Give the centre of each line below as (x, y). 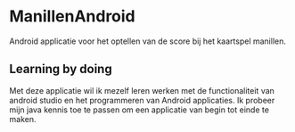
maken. (23, 119)
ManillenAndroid (72, 16)
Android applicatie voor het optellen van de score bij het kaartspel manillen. (148, 41)
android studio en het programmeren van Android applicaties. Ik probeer (142, 100)
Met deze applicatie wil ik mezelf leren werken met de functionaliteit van (142, 90)
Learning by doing (61, 69)
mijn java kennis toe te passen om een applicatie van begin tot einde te (139, 110)
